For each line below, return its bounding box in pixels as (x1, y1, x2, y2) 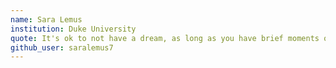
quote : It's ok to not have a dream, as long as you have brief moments (10, 33, 320, 43)
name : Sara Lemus (10, 14, 83, 25)
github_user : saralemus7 (10, 42, 114, 53)
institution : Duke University (10, 24, 137, 34)
